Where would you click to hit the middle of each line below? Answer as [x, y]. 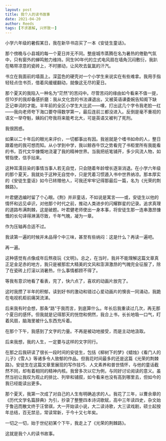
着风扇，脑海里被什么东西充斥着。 [40, 321]
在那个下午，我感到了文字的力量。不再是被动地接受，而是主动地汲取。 [77, 331]
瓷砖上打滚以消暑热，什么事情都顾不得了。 [57, 270]
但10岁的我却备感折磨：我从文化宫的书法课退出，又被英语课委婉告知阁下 [79, 99]
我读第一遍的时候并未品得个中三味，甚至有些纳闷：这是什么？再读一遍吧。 [81, 237]
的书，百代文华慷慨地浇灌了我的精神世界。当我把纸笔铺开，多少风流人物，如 [83, 151]
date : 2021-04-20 [23, 19]
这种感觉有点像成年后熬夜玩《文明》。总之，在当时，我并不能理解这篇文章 [80, 258]
